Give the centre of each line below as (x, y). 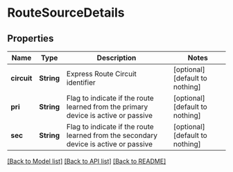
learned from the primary (107, 107)
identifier (81, 83)
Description (116, 58)
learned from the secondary (112, 135)
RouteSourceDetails (66, 13)
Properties (31, 38)
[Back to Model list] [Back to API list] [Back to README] (87, 161)
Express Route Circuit (102, 74)
